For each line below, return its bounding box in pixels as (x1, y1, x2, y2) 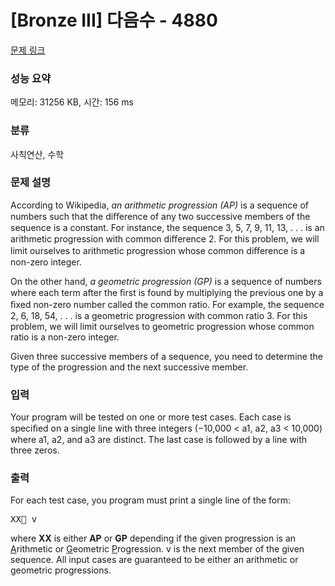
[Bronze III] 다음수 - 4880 (10, 9, 218, 32)
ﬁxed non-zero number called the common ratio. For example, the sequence (10, 298, 325, 310)
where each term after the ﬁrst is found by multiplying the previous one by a (10, 286, 324, 298)
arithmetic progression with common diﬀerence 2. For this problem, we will (10, 232, 320, 245)
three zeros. (10, 444, 60, 456)
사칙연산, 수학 (10, 148, 65, 160)
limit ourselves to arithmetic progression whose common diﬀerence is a (10, 244, 306, 256)
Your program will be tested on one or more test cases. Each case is (10, 411, 292, 423)
